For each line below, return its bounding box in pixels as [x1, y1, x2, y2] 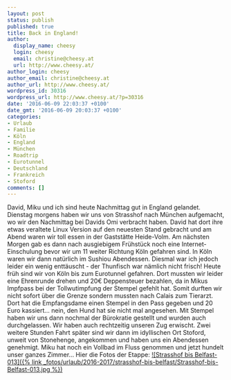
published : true [7, 23, 54, 30]
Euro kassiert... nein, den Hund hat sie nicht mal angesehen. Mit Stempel [7, 306, 214, 315]
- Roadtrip [7, 152, 39, 159]
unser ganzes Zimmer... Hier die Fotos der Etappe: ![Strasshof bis [7, 351, 194, 359]
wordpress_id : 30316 [7, 87, 67, 94]
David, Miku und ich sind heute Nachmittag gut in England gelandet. [7, 203, 201, 211]
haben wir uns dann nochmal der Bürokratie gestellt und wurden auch [7, 313, 206, 322]
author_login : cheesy [7, 68, 70, 75]
